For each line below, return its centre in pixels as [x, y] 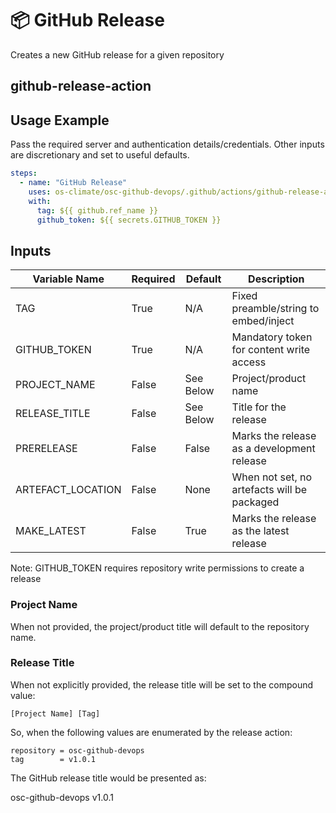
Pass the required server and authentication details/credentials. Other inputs [167, 144]
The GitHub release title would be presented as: [108, 778]
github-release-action [81, 86]
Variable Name [68, 279]
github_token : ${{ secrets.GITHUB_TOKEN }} [129, 220]
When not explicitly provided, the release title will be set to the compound [161, 684]
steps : [24, 173]
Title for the [259, 407]
